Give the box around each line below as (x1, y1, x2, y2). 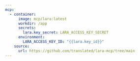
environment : (18, 35, 45, 40)
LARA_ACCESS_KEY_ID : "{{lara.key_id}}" (23, 39, 105, 44)
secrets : (18, 26, 36, 30)
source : (14, 44, 29, 49)
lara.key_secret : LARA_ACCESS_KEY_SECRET (23, 30, 109, 35)
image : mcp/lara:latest (18, 16, 67, 21)
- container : (9, 12, 36, 17)
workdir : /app (18, 21, 48, 26)
